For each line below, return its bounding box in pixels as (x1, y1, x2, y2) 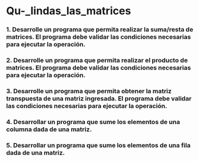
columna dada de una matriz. (6, 125, 92, 133)
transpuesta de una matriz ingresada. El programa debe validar (6, 94, 192, 102)
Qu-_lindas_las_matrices (6, 4, 131, 18)
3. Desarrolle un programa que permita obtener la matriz (6, 87, 172, 95)
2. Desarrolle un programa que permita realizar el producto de (6, 56, 188, 65)
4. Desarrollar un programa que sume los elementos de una (6, 118, 180, 126)
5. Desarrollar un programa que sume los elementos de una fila (6, 141, 191, 149)
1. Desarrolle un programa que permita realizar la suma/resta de (6, 26, 194, 34)
